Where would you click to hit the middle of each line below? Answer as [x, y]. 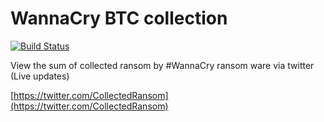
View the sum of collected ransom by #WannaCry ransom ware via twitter [162, 65]
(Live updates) [40, 76]
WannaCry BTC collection [119, 18]
